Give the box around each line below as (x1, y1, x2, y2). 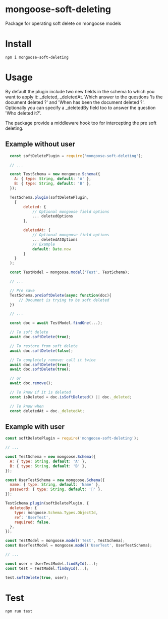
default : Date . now (32, 246, 71, 251)
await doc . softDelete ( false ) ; (10, 348, 73, 353)
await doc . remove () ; (10, 381, 53, 386)
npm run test (5, 609, 33, 614)
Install (5, 38, 32, 50)
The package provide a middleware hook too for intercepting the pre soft (5, 120, 157, 126)
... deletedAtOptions (32, 237, 78, 242)
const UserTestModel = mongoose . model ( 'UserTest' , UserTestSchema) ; (5, 543, 152, 548)
